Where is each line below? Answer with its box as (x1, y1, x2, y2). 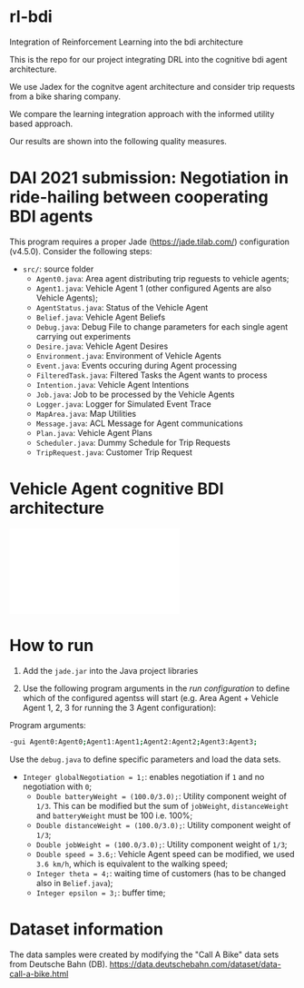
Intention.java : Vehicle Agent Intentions (35, 379, 190, 390)
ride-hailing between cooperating (9, 187, 270, 208)
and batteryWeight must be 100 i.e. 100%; (35, 810, 193, 821)
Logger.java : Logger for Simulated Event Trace (35, 398, 211, 410)
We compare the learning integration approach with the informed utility (9, 108, 275, 119)
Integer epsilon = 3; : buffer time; (35, 887, 166, 898)
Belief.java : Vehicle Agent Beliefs (35, 311, 166, 322)
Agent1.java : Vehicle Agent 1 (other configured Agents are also (35, 282, 272, 293)
